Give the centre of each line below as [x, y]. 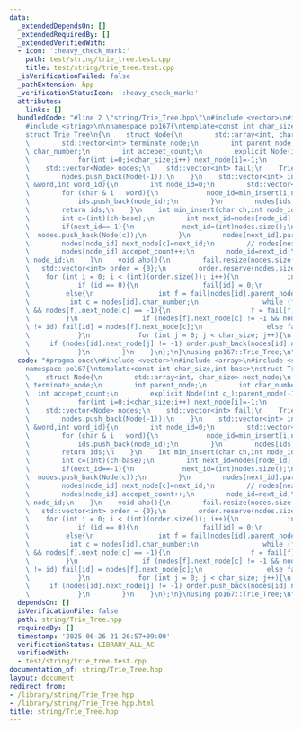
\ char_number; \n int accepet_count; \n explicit [147, 151]
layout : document [42, 678]
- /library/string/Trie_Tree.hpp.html [82, 703]
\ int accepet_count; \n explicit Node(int [122, 394]
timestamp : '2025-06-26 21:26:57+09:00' [94, 636]
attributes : [40, 101]
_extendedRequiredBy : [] [64, 34]
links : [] [44, 110]
